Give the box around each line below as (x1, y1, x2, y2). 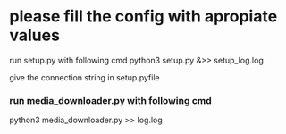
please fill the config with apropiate (9, 6, 278, 27)
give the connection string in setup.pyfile (9, 71, 160, 82)
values (9, 25, 61, 46)
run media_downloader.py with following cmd (9, 94, 212, 106)
